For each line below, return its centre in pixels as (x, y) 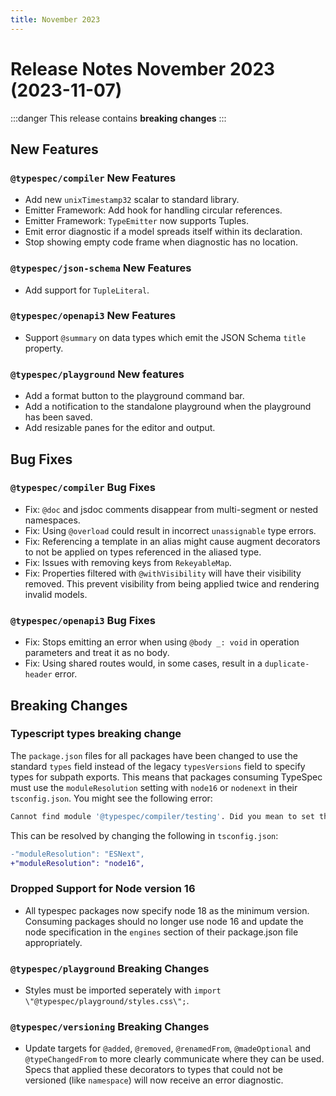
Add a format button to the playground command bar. (134, 396)
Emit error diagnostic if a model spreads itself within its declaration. (163, 232)
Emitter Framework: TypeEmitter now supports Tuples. (136, 221)
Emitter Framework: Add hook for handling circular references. (153, 210)
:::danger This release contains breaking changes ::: (118, 118)
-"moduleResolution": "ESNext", (77, 854)
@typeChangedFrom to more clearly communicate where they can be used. (174, 1059)
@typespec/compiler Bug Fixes (83, 488)
